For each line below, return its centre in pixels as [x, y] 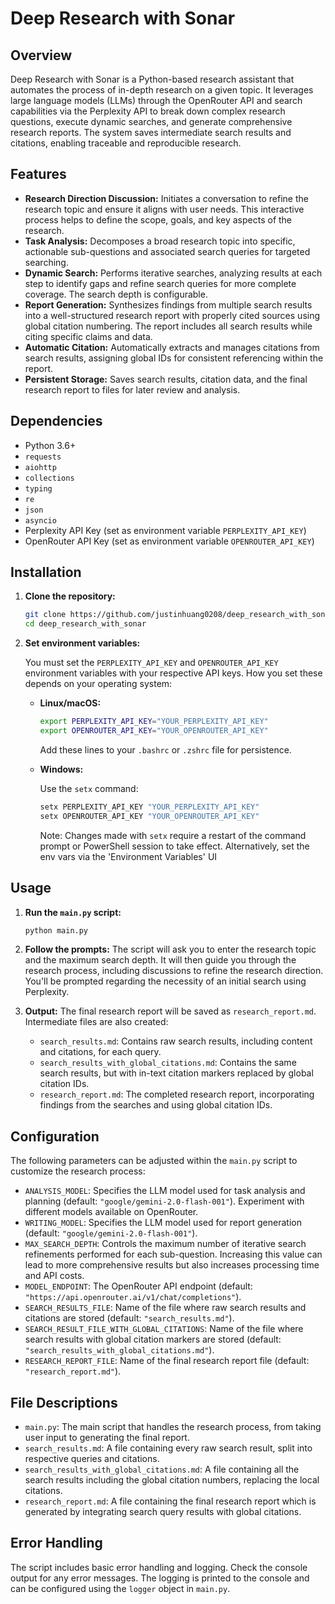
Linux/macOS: [70, 703]
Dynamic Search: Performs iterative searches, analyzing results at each [173, 273]
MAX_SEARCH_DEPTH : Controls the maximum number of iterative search [165, 1244]
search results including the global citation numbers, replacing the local [172, 1480]
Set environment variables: [82, 643]
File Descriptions [64, 1402]
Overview [41, 55]
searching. [46, 262]
